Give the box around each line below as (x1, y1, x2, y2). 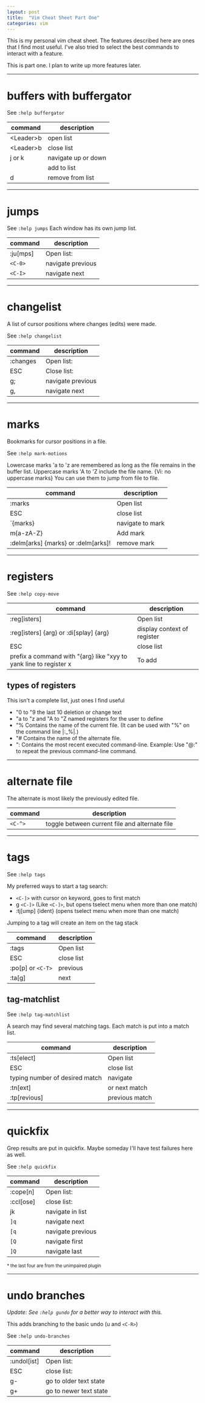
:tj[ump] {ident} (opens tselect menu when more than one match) (15, 907, 179, 914)
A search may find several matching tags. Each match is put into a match (7, 1022, 189, 1030)
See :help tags (7, 870, 46, 878)
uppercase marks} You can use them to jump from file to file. (7, 474, 159, 482)
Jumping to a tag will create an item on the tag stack (7, 919, 139, 926)
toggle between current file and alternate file (45, 819, 173, 828)
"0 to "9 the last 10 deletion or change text (15, 709, 122, 716)
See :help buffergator (7, 109, 64, 117)
